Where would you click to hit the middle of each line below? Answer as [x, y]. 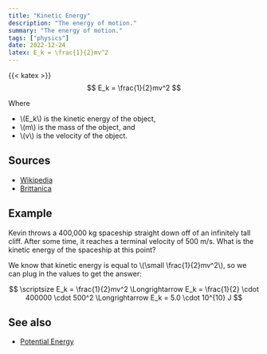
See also [30, 323]
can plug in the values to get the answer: [75, 273]
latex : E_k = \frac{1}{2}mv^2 [59, 53]
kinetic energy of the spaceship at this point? [82, 250]
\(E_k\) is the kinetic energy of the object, [88, 119]
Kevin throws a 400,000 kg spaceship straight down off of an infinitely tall [130, 233]
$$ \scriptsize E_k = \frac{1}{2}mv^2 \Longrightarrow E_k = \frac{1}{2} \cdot [134, 289]
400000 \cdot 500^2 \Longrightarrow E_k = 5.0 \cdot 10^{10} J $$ [134, 297]
